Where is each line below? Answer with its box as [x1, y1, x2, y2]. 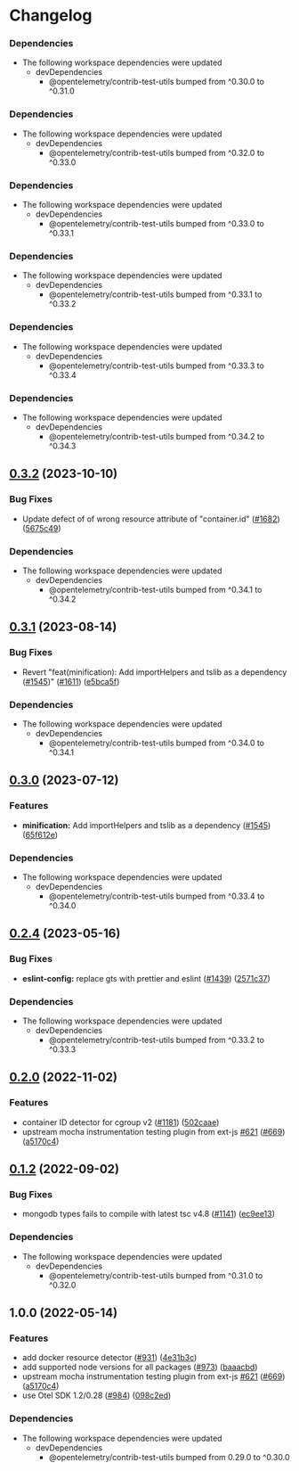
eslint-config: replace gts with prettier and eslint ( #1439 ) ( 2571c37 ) [21, 973, 271, 983]
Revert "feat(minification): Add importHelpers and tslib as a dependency [21, 666, 287, 678]
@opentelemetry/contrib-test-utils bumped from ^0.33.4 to [48, 891, 265, 901]
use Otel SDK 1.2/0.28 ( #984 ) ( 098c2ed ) [21, 1390, 172, 1401]
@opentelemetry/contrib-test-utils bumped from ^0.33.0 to [48, 218, 265, 229]
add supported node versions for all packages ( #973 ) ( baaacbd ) [21, 1361, 258, 1373]
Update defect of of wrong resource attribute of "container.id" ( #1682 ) [21, 514, 280, 524]
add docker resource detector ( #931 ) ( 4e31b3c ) [21, 1352, 198, 1363]
